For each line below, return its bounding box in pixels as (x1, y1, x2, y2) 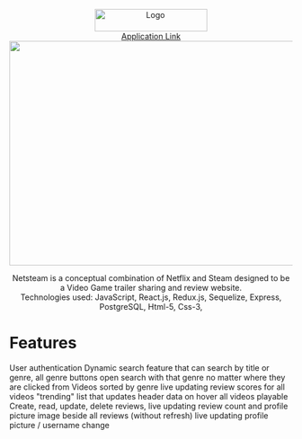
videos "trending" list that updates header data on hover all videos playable (9, 391, 289, 401)
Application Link (120, 31, 182, 41)
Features (9, 333, 77, 354)
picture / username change (9, 419, 110, 430)
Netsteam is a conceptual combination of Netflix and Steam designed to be (12, 273, 290, 283)
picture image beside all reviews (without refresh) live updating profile (9, 409, 269, 421)
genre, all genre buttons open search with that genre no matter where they (9, 372, 286, 382)
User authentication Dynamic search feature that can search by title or (9, 362, 270, 373)
